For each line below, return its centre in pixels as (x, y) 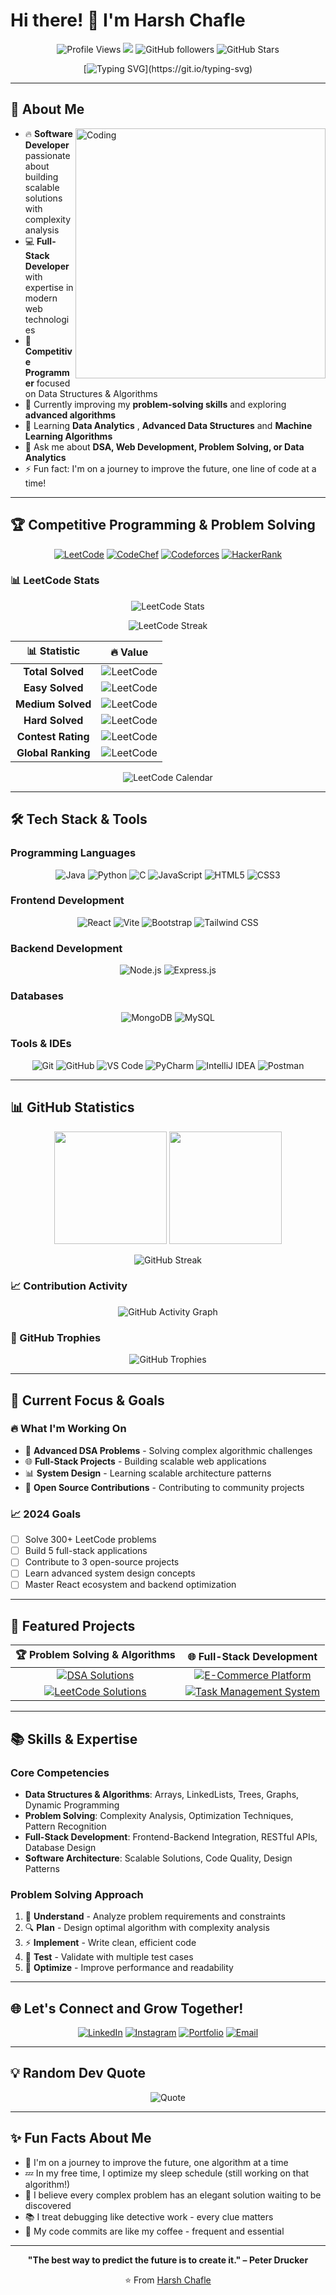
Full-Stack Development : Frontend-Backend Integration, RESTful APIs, (171, 1836)
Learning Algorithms (68, 436)
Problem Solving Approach (77, 1894)
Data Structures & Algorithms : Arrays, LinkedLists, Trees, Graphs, (162, 1794)
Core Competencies (60, 1772)
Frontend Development (67, 901)
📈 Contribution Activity (69, 1286)
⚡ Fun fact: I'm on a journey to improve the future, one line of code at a (170, 468)
